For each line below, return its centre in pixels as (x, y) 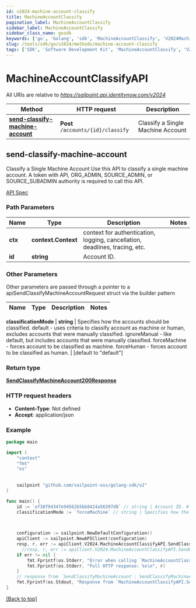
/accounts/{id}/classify (95, 130)
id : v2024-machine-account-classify (50, 11)
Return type (23, 368)
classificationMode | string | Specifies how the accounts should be (88, 322)
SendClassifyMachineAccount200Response (61, 380)
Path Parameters (30, 207)
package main (22, 442)
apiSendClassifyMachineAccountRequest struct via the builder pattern (90, 293)
